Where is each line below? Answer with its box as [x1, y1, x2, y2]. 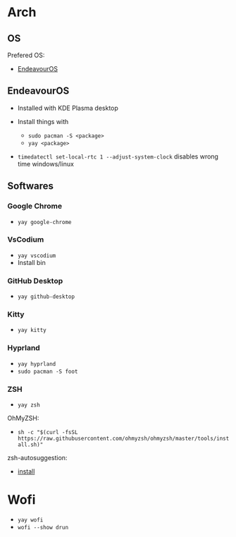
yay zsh [17, 401, 40, 409]
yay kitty [17, 327, 47, 334]
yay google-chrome [17, 218, 72, 226]
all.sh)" [17, 441, 44, 448]
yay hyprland [17, 360, 56, 367]
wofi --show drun [17, 524, 69, 531]
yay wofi [17, 516, 44, 524]
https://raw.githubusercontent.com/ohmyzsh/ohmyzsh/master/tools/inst [17, 435, 230, 442]
